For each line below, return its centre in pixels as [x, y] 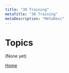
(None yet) [16, 56]
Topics [19, 43]
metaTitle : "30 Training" [31, 14]
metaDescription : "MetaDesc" [35, 18]
